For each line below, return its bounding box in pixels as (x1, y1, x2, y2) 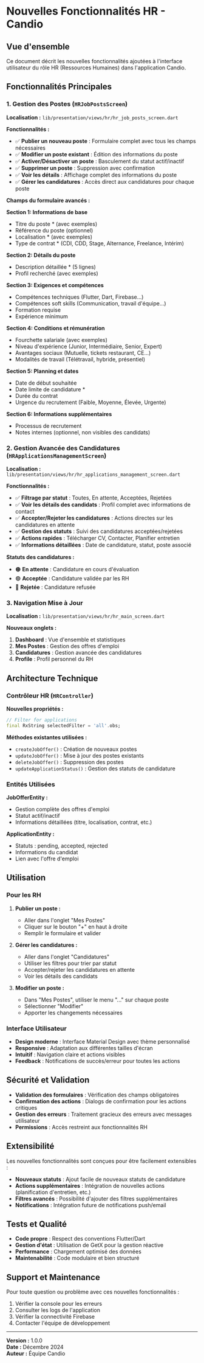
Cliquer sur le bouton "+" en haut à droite (24, 923, 127, 930)
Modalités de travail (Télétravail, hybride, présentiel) (15, 355, 146, 363)
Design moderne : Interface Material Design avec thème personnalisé (15, 1038, 190, 1045)
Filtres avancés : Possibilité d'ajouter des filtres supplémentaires (15, 1194, 178, 1202)
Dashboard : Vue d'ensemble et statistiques (15, 636, 126, 643)
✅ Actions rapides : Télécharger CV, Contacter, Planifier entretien (15, 534, 180, 542)
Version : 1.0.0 (6, 1337, 42, 1344)
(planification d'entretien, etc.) (15, 1188, 91, 1196)
